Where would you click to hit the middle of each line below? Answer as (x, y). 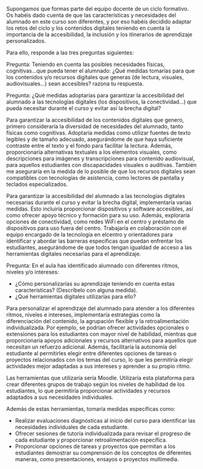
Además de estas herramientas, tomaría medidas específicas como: (91, 409)
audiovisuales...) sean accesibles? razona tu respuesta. (75, 84)
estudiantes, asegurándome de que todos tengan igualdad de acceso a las (99, 247)
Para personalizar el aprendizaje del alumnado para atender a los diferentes (101, 308)
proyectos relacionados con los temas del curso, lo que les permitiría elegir (100, 360)
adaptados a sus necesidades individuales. (60, 397)
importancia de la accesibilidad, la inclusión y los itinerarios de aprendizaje (99, 34)
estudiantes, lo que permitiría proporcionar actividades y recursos (89, 391)
